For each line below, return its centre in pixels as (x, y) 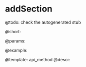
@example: (16, 50)
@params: (15, 41)
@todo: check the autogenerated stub (43, 22)
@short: (13, 31)
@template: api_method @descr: (38, 59)
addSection (29, 9)
